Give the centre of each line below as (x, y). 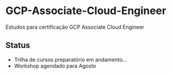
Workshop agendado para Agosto (55, 66)
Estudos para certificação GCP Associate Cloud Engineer (75, 27)
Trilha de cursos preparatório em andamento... (70, 59)
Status (18, 45)
